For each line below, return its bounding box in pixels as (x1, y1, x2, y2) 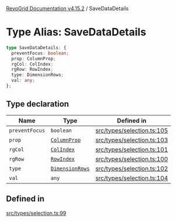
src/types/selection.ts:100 (95, 155, 168, 163)
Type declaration (6, 99, 69, 109)
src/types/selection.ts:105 (95, 126, 168, 134)
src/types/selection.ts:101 (95, 145, 168, 153)
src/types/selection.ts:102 (95, 164, 168, 172)
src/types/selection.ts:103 (95, 136, 168, 144)
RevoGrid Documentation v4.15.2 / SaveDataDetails (6, 5, 129, 12)
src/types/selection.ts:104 (95, 174, 168, 182)
